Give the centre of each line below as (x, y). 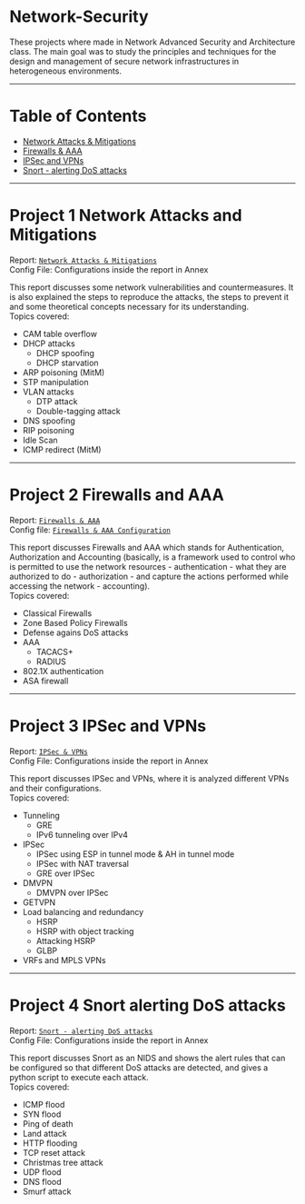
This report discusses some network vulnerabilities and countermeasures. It (152, 287)
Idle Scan (40, 440)
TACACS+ (55, 652)
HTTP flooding (50, 1143)
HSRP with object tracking (85, 931)
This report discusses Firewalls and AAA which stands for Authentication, (147, 547)
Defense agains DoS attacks (75, 632)
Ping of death (48, 1123)
